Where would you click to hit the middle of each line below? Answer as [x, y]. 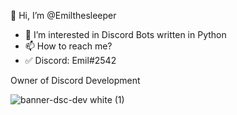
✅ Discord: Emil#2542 [70, 60]
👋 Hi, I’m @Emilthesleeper [63, 15]
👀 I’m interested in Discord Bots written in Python [125, 34]
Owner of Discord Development [75, 80]
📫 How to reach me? [68, 46]
